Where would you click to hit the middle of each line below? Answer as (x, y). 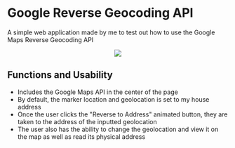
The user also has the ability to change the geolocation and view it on (118, 129)
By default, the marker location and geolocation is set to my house (113, 99)
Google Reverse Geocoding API (100, 13)
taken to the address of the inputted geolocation (87, 121)
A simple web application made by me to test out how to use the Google (111, 32)
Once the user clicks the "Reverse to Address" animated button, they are (122, 114)
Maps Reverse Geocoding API (51, 39)
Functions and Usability (60, 75)
